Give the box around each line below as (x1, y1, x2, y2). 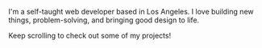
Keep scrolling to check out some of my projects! (8, 31, 172, 40)
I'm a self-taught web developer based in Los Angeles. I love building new (8, 7, 254, 16)
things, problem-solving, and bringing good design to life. (8, 15, 200, 25)
